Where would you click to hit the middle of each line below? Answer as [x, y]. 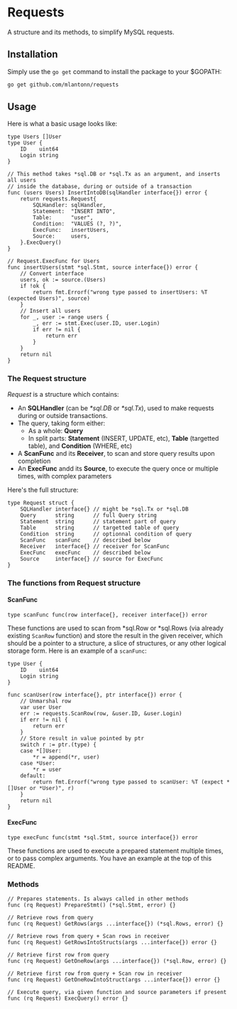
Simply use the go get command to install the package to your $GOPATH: [115, 71]
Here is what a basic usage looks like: [62, 124]
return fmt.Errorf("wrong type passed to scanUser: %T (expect [128, 782]
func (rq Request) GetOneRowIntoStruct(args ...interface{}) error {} [114, 980]
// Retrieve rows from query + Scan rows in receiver [89, 936]
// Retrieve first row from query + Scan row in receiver [95, 974]
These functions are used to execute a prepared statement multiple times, [115, 851]
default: [33, 776]
